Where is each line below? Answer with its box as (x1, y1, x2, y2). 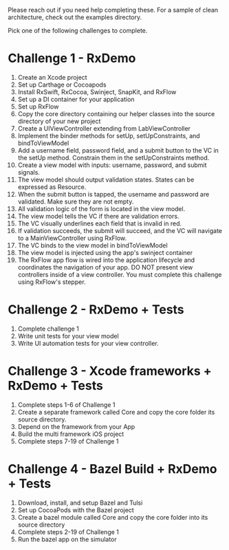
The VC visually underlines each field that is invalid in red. (17, 219, 182, 228)
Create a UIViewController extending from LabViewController (17, 124, 191, 133)
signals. (17, 168, 41, 176)
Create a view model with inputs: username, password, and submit (17, 161, 207, 169)
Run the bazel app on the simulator (17, 535, 118, 543)
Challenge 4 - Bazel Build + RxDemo (8, 461, 217, 476)
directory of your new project (17, 117, 101, 125)
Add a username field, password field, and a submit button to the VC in (17, 146, 219, 154)
